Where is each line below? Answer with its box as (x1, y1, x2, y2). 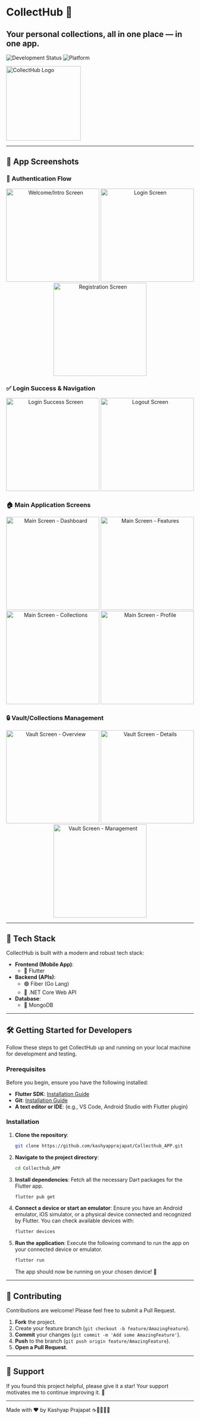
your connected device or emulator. (14, 1246, 103, 1253)
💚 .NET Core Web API (23, 989, 77, 996)
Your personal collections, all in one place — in (6, 29, 183, 39)
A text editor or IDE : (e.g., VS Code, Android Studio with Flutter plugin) (14, 1103, 189, 1110)
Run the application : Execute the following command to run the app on (14, 1240, 189, 1247)
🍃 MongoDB (23, 1001, 54, 1009)
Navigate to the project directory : (14, 1153, 99, 1161)
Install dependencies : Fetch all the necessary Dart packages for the (14, 1176, 183, 1183)
